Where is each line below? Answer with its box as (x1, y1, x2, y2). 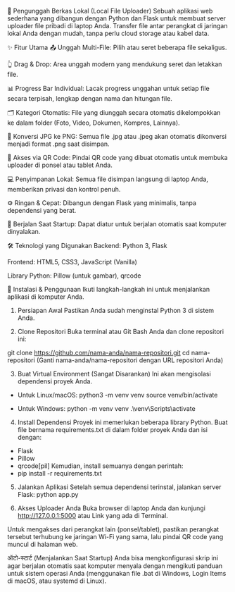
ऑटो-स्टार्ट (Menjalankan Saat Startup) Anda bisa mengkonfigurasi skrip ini (7, 554, 219, 562)
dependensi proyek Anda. (17, 377, 93, 386)
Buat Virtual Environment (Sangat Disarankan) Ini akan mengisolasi (17, 370, 211, 378)
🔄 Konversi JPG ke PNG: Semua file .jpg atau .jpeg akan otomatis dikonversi (7, 132, 227, 140)
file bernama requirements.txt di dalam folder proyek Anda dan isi (17, 426, 208, 433)
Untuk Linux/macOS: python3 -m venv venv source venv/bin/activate (17, 391, 218, 399)
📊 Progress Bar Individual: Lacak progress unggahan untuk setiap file (7, 85, 210, 92)
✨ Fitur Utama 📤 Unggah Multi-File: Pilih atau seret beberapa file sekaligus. (7, 43, 227, 51)
